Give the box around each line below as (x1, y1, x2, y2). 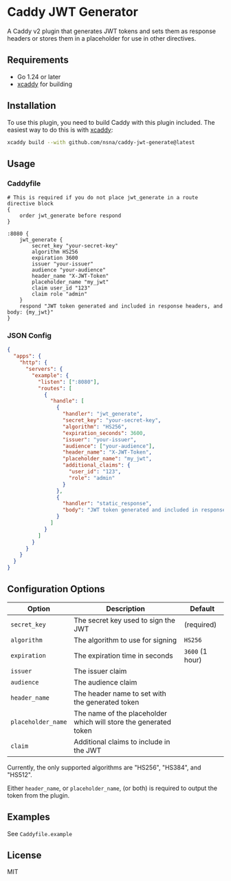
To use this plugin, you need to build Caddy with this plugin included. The (7, 118, 215, 126)
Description (106, 604, 146, 614)
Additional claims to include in (73, 737, 170, 747)
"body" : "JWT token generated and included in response (62, 507, 226, 514)
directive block (7, 201, 54, 207)
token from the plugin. (7, 791, 70, 800)
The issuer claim (73, 666, 127, 676)
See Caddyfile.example (7, 829, 72, 838)
